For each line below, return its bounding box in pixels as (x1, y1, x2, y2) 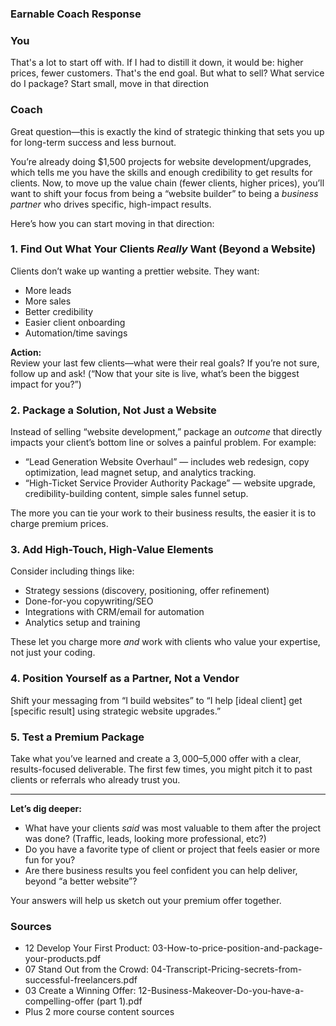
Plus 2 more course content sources (24, 1006, 175, 1018)
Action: (10, 346, 42, 358)
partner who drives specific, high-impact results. (10, 198, 212, 210)
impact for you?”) (10, 378, 82, 390)
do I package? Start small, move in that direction (10, 78, 210, 90)
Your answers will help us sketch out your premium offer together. (10, 895, 282, 906)
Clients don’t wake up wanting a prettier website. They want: (10, 265, 260, 277)
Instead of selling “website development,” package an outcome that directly (10, 426, 323, 438)
